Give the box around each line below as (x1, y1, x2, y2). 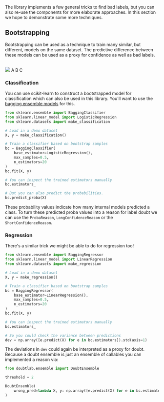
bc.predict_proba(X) (5, 195, 47, 201)
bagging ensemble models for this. (5, 101, 75, 107)
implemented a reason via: (5, 357, 59, 362)
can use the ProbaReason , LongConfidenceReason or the (5, 215, 113, 221)
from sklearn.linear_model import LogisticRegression (5, 115, 117, 120)
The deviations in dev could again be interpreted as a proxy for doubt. (5, 346, 145, 352)
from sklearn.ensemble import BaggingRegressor (5, 252, 104, 258)
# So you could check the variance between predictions (5, 333, 121, 338)
